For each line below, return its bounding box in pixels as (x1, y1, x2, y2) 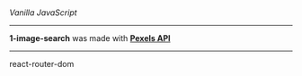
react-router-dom (9, 59, 75, 69)
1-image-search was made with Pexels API (9, 33, 171, 43)
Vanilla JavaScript (9, 7, 78, 18)
